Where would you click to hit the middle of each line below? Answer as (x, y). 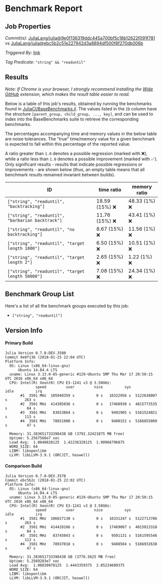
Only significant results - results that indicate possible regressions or (74, 164)
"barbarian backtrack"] (35, 220)
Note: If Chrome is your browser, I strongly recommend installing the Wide (79, 89)
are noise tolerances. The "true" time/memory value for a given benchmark (80, 138)
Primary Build (19, 343)
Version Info (24, 331)
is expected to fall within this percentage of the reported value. (68, 144)
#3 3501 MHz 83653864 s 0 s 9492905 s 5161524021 (89, 413)
